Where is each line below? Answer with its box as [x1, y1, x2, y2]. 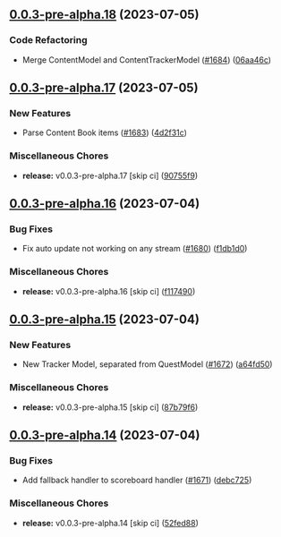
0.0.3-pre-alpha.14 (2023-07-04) [9, 428, 200, 443]
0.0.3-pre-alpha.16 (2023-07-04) [9, 196, 200, 211]
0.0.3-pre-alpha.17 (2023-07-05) [9, 81, 199, 96]
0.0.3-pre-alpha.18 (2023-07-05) [9, 7, 200, 22]
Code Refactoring [9, 34, 88, 47]
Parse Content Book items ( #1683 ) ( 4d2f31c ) [21, 127, 188, 138]
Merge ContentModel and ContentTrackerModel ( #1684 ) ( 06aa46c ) [21, 54, 271, 65]
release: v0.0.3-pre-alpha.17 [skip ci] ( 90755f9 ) [21, 170, 199, 181]
